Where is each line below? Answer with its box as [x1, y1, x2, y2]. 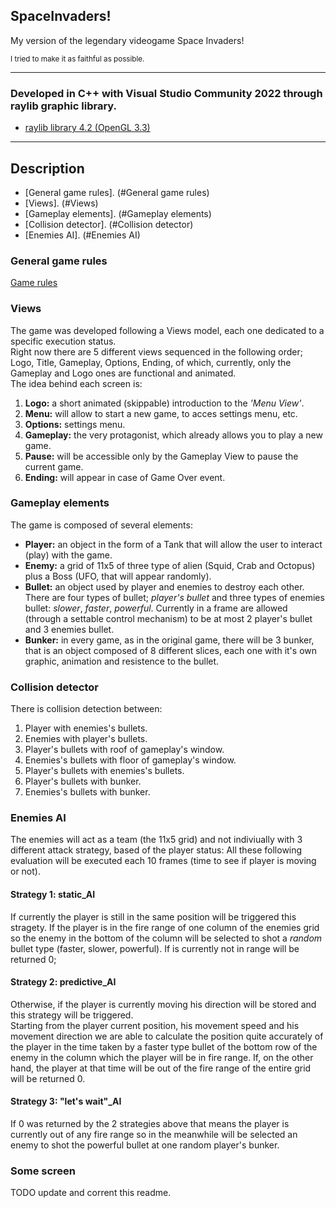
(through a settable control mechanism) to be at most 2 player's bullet [24, 612, 313, 624]
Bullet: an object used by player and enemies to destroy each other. [24, 580, 305, 593]
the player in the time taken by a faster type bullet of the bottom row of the [10, 1040, 318, 1053]
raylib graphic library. [10, 99, 118, 113]
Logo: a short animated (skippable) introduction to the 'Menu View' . [24, 397, 305, 409]
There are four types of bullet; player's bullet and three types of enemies [24, 591, 325, 603]
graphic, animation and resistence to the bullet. [24, 655, 220, 667]
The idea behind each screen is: [10, 377, 143, 389]
